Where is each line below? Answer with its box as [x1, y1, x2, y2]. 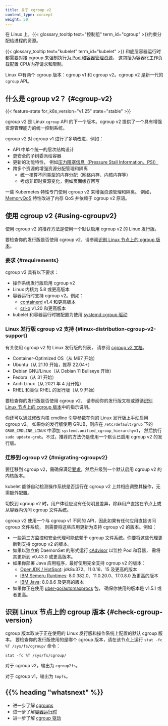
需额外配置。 [5, 490, 32, 496]
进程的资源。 [14, 37, 41, 44]
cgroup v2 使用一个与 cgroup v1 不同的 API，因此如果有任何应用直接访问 [5, 517, 156, 523]
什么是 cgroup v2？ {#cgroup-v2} [5, 94, 113, 103]
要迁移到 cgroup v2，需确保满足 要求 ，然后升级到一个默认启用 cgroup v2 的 [5, 466, 162, 472]
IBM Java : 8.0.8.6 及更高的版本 [20, 579, 84, 585]
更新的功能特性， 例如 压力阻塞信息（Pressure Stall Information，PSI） [12, 159, 159, 165]
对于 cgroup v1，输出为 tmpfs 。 [5, 673, 71, 679]
